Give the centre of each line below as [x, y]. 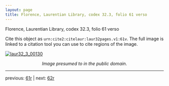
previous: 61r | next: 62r [30, 78]
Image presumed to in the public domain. [84, 63]
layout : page [19, 10]
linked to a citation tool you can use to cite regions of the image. [72, 44]
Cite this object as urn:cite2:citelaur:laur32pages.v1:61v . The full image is [84, 39]
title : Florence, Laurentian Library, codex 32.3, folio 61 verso [76, 15]
